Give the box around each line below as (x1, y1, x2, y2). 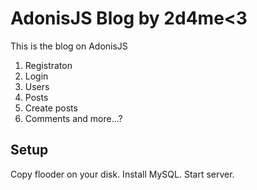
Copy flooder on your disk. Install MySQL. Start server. (10, 168, 235, 180)
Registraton (24, 59, 73, 71)
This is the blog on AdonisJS (10, 40, 128, 52)
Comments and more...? (24, 112, 123, 124)
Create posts (24, 102, 78, 114)
